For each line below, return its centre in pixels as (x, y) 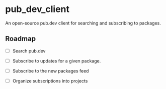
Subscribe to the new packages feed (51, 70)
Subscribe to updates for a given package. (57, 60)
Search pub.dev (29, 50)
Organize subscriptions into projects (50, 80)
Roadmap (21, 39)
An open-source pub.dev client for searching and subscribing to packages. (83, 23)
